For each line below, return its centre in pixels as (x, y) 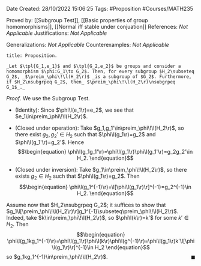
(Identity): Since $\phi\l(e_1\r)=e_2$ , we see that (74, 110)
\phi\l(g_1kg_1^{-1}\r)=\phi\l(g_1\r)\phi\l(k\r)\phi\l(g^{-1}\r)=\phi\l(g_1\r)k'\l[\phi (101, 241)
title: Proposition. (32, 56)
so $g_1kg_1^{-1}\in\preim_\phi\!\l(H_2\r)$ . (57, 257)
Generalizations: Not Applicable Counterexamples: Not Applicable (88, 45)
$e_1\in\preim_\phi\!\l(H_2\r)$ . (51, 116)
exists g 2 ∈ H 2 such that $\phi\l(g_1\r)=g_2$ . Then (77, 177)
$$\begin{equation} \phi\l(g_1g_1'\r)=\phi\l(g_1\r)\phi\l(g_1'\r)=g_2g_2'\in (105, 151)
